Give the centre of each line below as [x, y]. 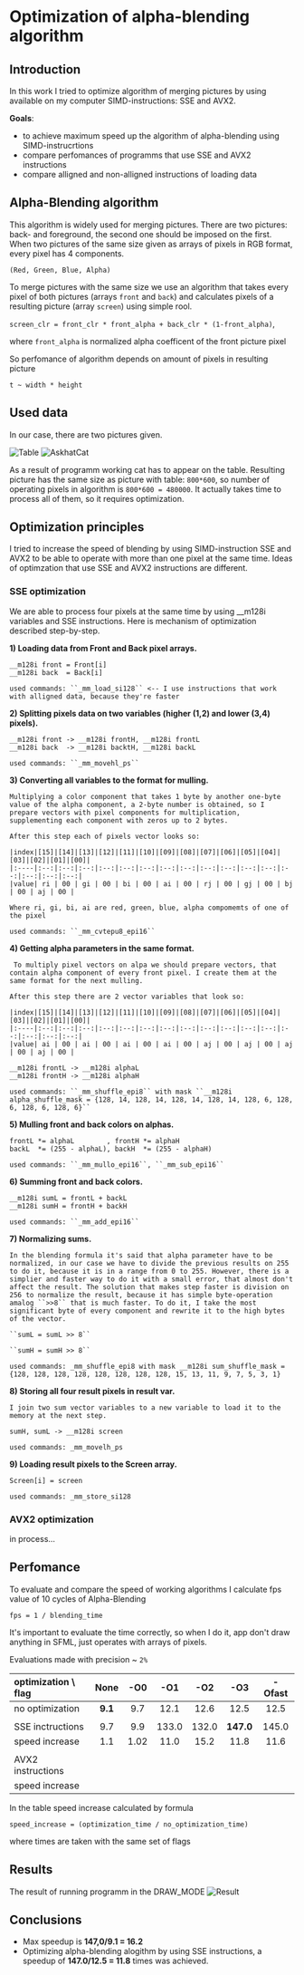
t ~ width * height [46, 385]
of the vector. [38, 1319]
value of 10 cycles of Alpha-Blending [78, 1599]
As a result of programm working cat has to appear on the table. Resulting [147, 469]
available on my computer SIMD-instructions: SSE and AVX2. [123, 101]
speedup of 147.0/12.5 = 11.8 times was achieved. [115, 1961]
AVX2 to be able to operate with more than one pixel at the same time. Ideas [151, 558]
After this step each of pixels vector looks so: [105, 836]
